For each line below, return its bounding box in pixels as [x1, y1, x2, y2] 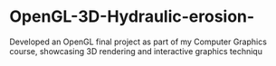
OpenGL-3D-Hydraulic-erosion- [9, 6, 255, 27]
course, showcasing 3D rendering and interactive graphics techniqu [9, 45, 262, 56]
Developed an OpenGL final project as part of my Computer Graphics [9, 36, 267, 47]
